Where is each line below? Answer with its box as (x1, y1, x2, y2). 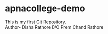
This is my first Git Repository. (5, 19, 67, 25)
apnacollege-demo (5, 3, 85, 14)
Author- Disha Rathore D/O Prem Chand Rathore (5, 24, 104, 30)
